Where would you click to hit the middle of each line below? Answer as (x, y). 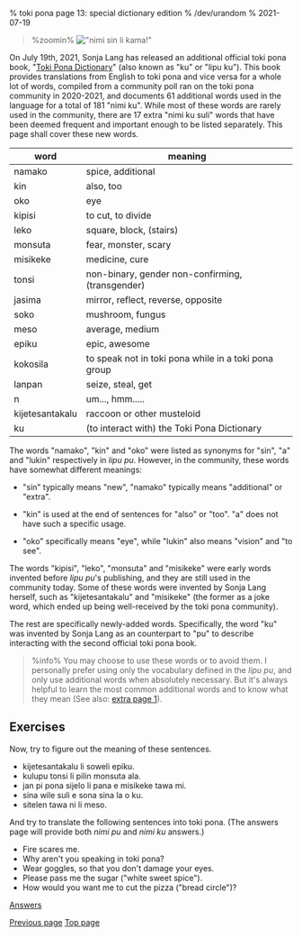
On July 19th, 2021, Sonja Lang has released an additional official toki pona (148, 57)
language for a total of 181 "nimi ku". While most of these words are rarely (145, 105)
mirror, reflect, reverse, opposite (154, 300)
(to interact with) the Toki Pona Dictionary (174, 428)
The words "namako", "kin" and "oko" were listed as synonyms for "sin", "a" (150, 450)
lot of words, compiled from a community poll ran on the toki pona (132, 86)
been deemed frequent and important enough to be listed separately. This (146, 124)
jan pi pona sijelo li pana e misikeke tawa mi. (104, 785)
